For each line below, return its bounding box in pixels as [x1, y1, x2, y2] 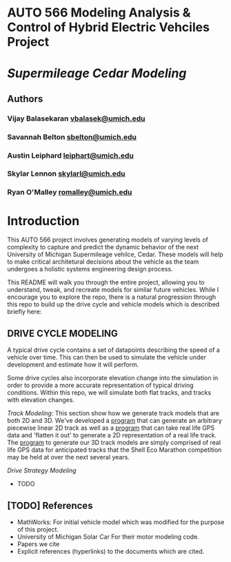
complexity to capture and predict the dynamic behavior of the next [7, 243, 199, 251]
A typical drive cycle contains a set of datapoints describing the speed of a [7, 346, 221, 354]
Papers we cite [17, 539, 60, 548]
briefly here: [7, 308, 42, 316]
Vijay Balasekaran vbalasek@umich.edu [7, 114, 146, 123]
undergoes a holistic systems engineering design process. [7, 265, 174, 273]
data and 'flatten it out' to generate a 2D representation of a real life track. [7, 431, 217, 439]
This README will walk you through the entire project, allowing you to [7, 278, 205, 287]
